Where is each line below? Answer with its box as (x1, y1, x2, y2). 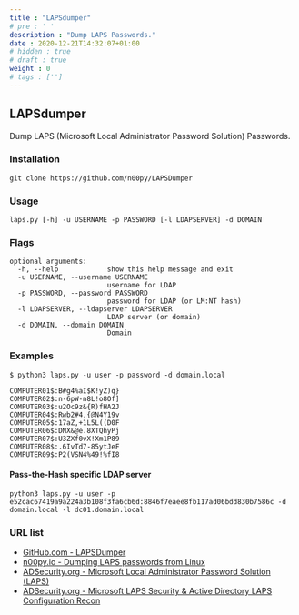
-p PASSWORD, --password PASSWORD (17, 288, 148, 298)
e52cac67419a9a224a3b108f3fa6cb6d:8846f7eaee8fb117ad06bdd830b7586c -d (9, 497, 286, 506)
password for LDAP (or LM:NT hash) (106, 297, 243, 306)
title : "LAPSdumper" (9, 13, 92, 23)
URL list (9, 526, 44, 539)
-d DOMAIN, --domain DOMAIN (17, 320, 125, 330)
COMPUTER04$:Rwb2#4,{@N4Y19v (9, 410, 120, 419)
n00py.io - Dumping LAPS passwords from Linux (22, 557, 206, 568)
